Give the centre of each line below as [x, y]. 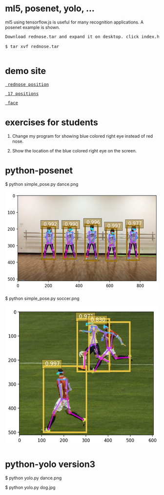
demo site [26, 71]
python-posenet [39, 171]
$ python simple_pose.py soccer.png [42, 298]
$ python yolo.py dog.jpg [30, 487]
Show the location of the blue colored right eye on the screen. [74, 150]
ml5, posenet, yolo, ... [50, 9]
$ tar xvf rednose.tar [32, 46]
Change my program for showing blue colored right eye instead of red [82, 136]
